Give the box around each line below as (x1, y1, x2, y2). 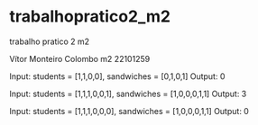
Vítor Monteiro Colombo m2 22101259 (9, 53, 151, 64)
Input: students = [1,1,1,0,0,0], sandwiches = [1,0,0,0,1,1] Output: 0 (9, 105, 250, 116)
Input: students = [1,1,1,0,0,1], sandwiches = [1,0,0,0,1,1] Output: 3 (9, 88, 247, 99)
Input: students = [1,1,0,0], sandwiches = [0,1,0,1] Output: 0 (9, 70, 226, 82)
